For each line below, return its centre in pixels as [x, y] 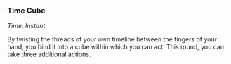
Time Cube [26, 11]
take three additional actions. [49, 54]
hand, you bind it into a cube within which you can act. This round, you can [116, 47]
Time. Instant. [27, 26]
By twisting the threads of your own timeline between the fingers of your [112, 39]
